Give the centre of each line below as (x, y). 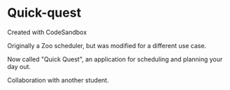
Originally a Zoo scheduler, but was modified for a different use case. (107, 45)
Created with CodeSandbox (47, 32)
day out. (19, 66)
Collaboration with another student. (58, 80)
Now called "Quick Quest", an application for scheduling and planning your (115, 59)
